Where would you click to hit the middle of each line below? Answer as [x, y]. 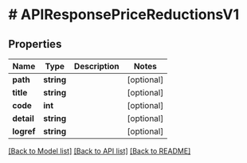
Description [97, 66]
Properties [35, 44]
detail [23, 118]
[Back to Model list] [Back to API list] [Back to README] [100, 151]
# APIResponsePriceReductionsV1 [124, 15]
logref [24, 131]
